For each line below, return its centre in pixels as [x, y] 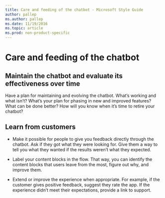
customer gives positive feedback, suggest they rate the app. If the [81, 185]
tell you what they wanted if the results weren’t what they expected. [82, 149]
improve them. [27, 170]
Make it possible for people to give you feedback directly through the [83, 139]
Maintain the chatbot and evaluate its [64, 76]
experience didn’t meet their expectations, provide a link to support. [82, 190]
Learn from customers [41, 127]
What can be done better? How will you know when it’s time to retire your [80, 106]
